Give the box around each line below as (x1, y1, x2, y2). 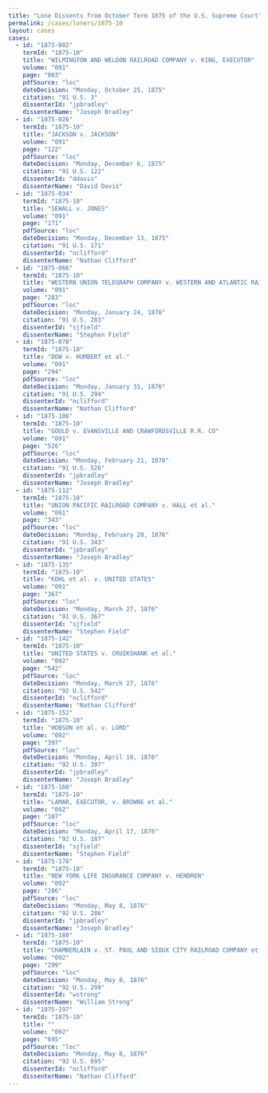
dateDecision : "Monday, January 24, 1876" (22, 308, 166, 316)
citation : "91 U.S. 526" (22, 464, 105, 472)
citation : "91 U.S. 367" (22, 612, 105, 621)
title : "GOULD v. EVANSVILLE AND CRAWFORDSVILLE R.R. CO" (22, 427, 219, 435)
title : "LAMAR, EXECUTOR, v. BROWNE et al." (22, 798, 173, 806)
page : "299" (22, 961, 62, 969)
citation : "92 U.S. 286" (22, 909, 105, 917)
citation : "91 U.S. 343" (22, 539, 105, 546)
